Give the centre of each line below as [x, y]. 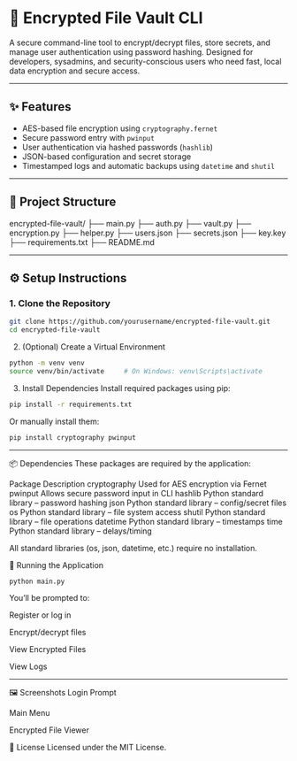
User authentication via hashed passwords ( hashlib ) [118, 147]
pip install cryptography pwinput [73, 437]
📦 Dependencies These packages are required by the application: [130, 463]
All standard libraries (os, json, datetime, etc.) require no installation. [133, 548]
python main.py [37, 581]
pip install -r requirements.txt [71, 404]
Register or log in [40, 615]
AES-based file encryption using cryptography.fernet [120, 128]
